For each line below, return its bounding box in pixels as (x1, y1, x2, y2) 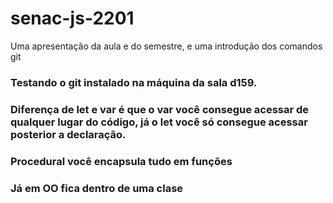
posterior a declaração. (10, 127, 127, 141)
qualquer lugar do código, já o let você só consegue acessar (10, 115, 308, 129)
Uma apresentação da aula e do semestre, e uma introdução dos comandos (10, 40, 323, 52)
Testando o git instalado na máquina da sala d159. (10, 75, 258, 89)
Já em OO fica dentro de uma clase (10, 181, 184, 195)
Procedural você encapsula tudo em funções (10, 154, 233, 168)
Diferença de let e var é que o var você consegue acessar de (10, 102, 310, 116)
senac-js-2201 (10, 7, 135, 30)
